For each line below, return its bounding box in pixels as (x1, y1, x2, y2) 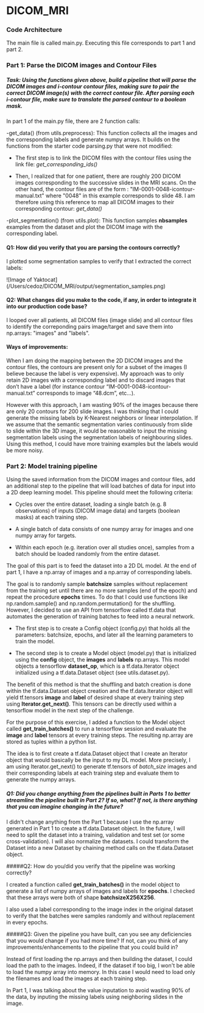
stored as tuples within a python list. (6, 738, 97, 745)
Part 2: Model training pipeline (6, 462, 97, 470)
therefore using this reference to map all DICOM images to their (15, 199, 175, 206)
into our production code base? (6, 303, 88, 310)
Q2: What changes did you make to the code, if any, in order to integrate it (6, 296, 197, 304)
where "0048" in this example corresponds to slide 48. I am (45, 192, 195, 199)
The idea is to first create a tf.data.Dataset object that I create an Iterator (6, 750, 188, 758)
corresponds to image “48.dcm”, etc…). (36, 389, 135, 397)
